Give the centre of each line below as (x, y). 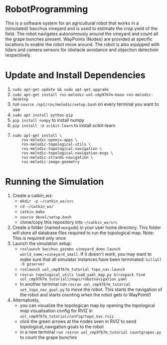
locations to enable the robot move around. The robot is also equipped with (83, 44)
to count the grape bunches (48, 337)
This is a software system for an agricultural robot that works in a (72, 23)
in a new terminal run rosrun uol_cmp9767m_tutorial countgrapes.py (90, 332)
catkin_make (32, 212)
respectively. (18, 55)
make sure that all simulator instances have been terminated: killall (91, 259)
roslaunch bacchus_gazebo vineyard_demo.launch (70, 249)
